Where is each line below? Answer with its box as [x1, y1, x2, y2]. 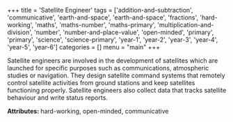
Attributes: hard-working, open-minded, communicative [7, 107, 169, 115]
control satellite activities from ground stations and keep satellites [7, 79, 195, 86]
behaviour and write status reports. [7, 93, 108, 102]
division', [7, 28, 33, 36]
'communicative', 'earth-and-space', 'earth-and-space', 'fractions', [7, 13, 199, 22]
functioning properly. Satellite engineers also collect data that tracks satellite [7, 86, 227, 94]
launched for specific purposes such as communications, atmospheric [7, 64, 209, 72]
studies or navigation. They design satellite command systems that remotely [7, 71, 225, 79]
